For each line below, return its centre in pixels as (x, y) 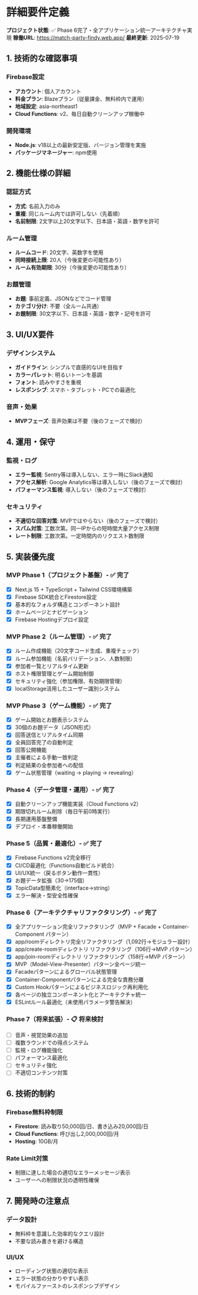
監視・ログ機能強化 (39, 1050)
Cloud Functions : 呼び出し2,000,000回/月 (67, 1134)
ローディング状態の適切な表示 (52, 1271)
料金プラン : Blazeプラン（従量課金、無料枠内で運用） (81, 99)
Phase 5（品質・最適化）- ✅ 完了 (55, 843)
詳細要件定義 (38, 12)
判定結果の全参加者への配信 (49, 765)
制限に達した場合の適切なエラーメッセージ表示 (73, 1172)
